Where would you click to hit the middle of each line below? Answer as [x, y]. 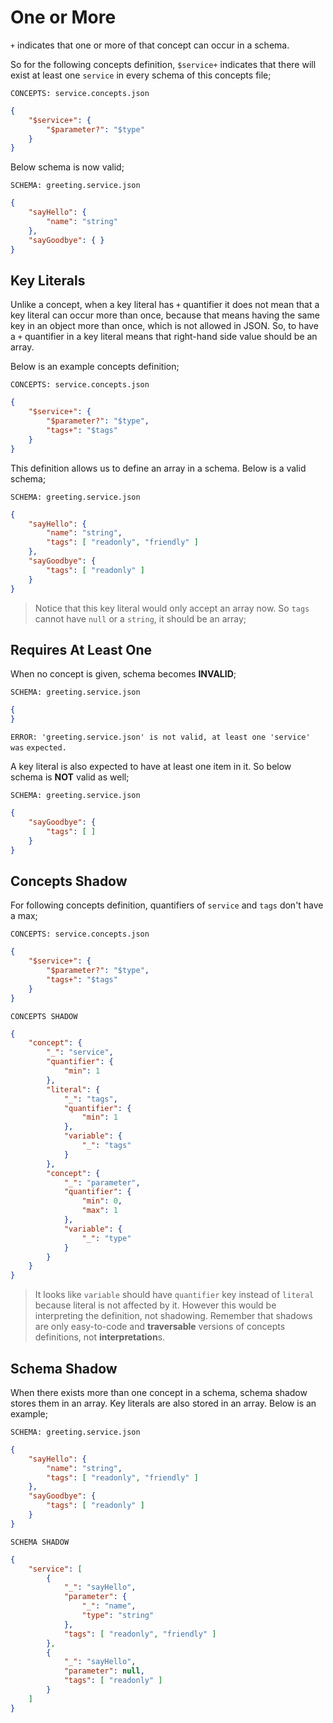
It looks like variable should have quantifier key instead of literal [174, 1295]
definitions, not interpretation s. [100, 1337]
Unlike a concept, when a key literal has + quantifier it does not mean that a [165, 305]
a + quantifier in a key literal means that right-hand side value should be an [164, 337]
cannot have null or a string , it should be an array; [140, 618]
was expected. [38, 748]
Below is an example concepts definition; [95, 367]
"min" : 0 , [102, 1201]
